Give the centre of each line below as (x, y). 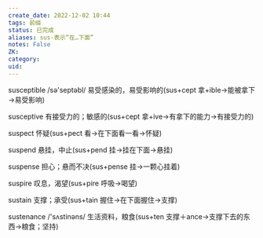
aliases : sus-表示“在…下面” (51, 37)
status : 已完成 (31, 30)
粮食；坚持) (40, 226)
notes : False (29, 45)
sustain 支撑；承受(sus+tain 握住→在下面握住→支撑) (93, 200)
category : (24, 60)
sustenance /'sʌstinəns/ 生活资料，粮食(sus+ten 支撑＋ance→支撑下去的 (126, 216)
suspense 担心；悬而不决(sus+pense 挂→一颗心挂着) (94, 167)
